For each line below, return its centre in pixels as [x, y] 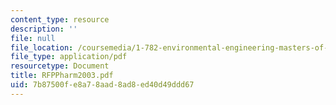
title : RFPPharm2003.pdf [62, 76]
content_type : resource [60, 19]
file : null [33, 38]
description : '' [44, 29]
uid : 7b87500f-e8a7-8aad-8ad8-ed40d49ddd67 [102, 85]
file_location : [42, 47]
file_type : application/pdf [69, 57]
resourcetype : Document [60, 66]
